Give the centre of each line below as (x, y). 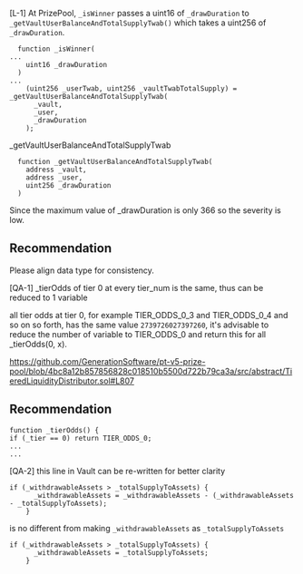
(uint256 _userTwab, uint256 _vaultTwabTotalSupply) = (132, 89)
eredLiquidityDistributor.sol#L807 (72, 381)
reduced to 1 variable (49, 297)
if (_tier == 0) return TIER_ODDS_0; (81, 438)
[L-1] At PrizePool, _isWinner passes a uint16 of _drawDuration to (129, 13)
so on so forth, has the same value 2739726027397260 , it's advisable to (139, 325)
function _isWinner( (56, 49)
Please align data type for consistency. (82, 270)
